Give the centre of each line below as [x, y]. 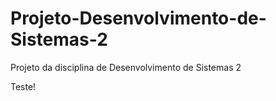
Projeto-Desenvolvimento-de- [138, 18]
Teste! [23, 86]
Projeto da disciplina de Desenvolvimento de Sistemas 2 [126, 67]
